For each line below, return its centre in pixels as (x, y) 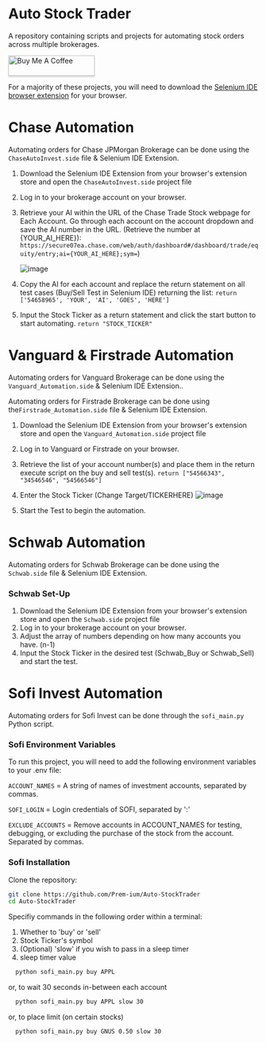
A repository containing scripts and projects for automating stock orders (126, 36)
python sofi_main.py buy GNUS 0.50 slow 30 (88, 1032)
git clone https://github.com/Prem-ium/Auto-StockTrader (104, 894)
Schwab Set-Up (39, 593)
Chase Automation (71, 127)
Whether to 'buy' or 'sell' (60, 932)
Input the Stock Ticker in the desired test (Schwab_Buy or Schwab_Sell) (137, 653)
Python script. (31, 724)
